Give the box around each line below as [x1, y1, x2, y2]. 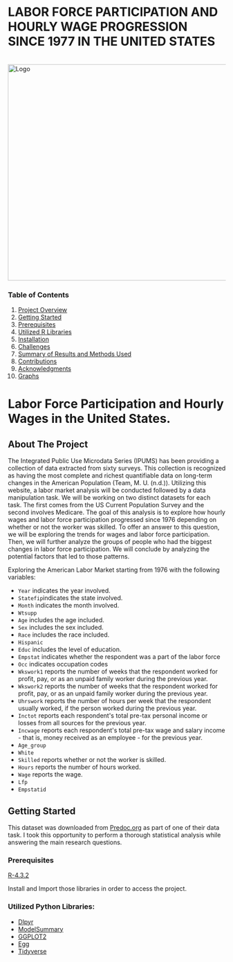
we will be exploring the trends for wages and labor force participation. [8, 530, 210, 538]
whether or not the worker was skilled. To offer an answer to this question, [8, 523, 220, 532]
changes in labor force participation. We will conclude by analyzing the [8, 545, 210, 554]
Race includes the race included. [17, 630, 110, 639]
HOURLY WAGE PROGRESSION [8, 19, 188, 35]
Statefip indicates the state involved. [17, 594, 123, 602]
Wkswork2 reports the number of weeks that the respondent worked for [17, 682, 218, 691]
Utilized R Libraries [17, 328, 72, 336]
